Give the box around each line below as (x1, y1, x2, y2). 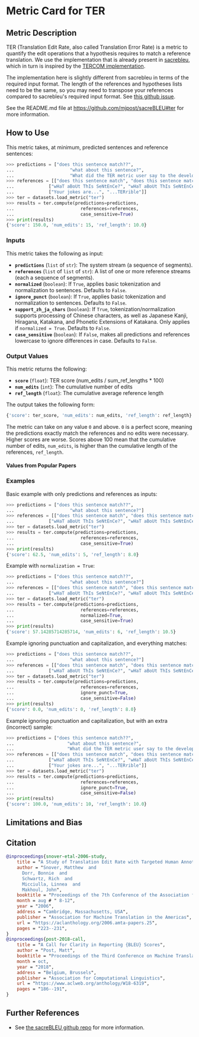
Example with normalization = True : (6, 562, 95, 570)
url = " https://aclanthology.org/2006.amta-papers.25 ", (17, 919, 158, 926)
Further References (6, 1008, 80, 1018)
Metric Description (6, 28, 77, 38)
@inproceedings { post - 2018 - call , (6, 937, 86, 943)
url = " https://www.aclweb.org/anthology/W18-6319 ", (17, 981, 150, 987)
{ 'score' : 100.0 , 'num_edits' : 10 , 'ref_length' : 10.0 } (6, 801, 147, 807)
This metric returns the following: (6, 365, 87, 372)
